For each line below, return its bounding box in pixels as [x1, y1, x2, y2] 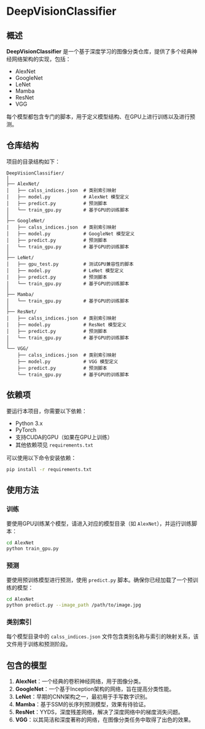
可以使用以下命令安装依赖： [6, 454, 77, 461]
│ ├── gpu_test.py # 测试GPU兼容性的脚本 [6, 261, 134, 267]
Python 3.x [15, 419, 43, 427]
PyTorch [15, 426, 37, 434]
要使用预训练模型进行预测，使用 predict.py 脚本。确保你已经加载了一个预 [6, 576, 193, 584]
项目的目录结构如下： [6, 158, 60, 165]
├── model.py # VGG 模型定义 [17, 358, 118, 365]
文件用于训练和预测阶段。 [6, 641, 71, 648]
